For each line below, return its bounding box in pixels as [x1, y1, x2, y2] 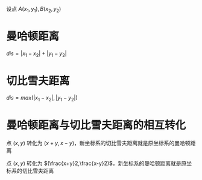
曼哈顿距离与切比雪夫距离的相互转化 [6, 119, 186, 132]
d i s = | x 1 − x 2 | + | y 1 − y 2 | [6, 50, 68, 58]
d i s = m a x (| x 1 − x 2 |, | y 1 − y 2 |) [6, 94, 78, 103]
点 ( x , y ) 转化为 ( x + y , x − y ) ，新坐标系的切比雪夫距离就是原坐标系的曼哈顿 [6, 140, 191, 147]
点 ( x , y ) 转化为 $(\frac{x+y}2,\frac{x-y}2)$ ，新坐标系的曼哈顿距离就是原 [6, 160, 187, 167]
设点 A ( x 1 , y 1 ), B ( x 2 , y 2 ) [6, 5, 62, 14]
